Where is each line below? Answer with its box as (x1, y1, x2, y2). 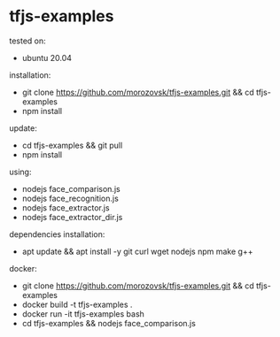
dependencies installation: (9, 228, 105, 240)
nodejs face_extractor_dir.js (21, 211, 123, 222)
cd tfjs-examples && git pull (21, 140, 123, 150)
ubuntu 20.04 (21, 52, 73, 63)
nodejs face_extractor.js (21, 202, 110, 213)
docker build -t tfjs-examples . (21, 299, 133, 310)
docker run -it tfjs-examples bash (21, 308, 144, 319)
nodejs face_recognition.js (21, 193, 120, 203)
